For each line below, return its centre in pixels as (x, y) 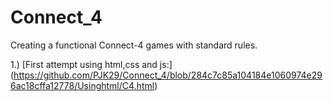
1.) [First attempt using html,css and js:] (91, 64)
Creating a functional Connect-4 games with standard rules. (134, 45)
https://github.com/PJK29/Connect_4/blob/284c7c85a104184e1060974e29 (168, 75)
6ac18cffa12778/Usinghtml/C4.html (82, 85)
